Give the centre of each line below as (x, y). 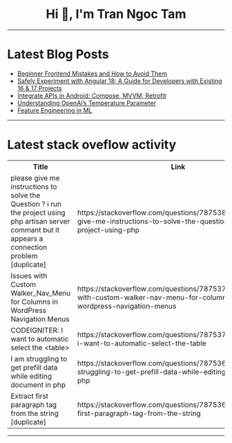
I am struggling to (39, 359)
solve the (26, 195)
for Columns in (35, 302)
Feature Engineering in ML (55, 110)
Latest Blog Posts (58, 54)
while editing (31, 376)
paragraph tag (34, 404)
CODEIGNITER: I (37, 330)
